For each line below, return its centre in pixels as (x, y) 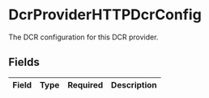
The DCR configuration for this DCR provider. (83, 37)
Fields (24, 62)
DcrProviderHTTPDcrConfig (105, 15)
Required (85, 84)
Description (134, 84)
